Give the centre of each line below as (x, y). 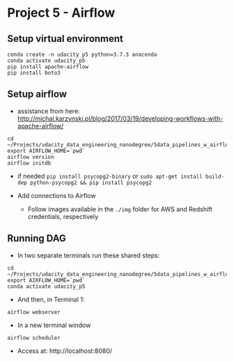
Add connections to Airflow (56, 195)
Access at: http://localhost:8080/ (65, 351)
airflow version (31, 157)
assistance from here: (48, 111)
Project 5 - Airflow (61, 13)
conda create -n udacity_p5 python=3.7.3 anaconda (82, 54)
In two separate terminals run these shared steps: (88, 255)
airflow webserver (34, 312)
